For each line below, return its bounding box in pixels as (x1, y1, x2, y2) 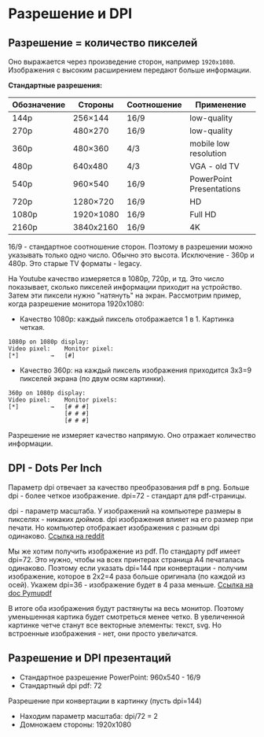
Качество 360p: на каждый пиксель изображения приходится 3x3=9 (19, 365, 252, 375)
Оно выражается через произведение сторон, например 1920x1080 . (8, 57, 236, 66)
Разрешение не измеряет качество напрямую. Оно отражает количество (8, 431, 256, 439)
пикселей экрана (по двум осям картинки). (19, 374, 167, 383)
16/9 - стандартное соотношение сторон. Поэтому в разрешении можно (8, 242, 253, 251)
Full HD (189, 209, 217, 220)
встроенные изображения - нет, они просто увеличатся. (8, 628, 198, 638)
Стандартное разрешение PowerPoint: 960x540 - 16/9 (19, 672, 201, 682)
